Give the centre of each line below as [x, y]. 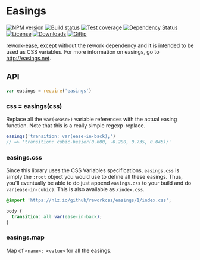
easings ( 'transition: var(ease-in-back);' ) [61, 136]
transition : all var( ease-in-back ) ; [57, 216]
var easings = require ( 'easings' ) [49, 91]
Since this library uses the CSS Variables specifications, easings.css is [93, 170]
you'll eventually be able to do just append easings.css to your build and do [99, 183]
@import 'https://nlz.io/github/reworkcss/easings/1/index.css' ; [89, 200]
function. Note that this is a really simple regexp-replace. [76, 125]
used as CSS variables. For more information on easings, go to [83, 51]
